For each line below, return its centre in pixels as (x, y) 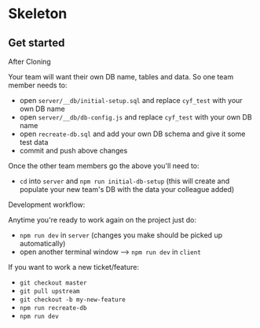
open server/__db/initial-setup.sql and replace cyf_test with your (131, 100)
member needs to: (38, 85)
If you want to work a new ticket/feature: (74, 267)
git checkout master (53, 283)
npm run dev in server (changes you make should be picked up (121, 235)
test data (34, 142)
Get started (37, 43)
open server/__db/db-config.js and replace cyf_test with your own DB (136, 117)
